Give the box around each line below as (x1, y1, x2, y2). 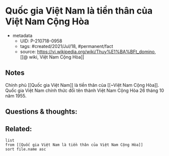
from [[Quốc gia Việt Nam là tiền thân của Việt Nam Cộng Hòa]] (5, 142, 143, 147)
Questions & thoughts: (5, 108, 78, 116)
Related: (5, 124, 32, 133)
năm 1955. (5, 92, 27, 98)
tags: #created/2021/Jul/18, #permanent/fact (20, 43, 114, 49)
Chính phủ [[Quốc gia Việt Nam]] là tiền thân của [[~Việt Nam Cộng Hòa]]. (5, 82, 159, 88)
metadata (12, 32, 33, 38)
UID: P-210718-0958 (20, 38, 63, 44)
